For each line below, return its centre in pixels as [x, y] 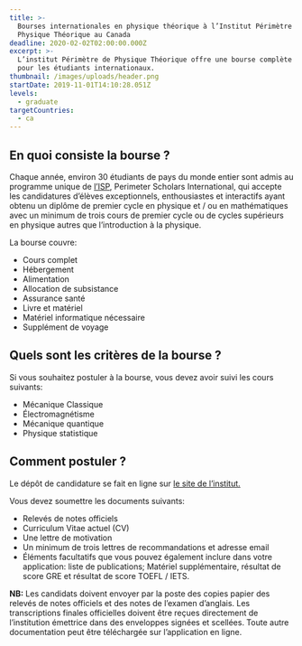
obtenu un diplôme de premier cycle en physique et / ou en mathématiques [149, 205]
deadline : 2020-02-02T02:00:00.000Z [78, 43]
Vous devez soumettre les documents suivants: [97, 501]
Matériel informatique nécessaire [84, 317]
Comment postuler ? [68, 462]
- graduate [38, 102]
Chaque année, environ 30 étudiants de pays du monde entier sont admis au [151, 176]
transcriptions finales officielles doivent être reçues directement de [134, 613]
